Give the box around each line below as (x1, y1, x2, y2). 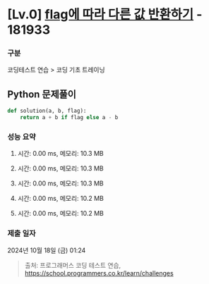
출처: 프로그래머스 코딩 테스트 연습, (24, 261, 121, 269)
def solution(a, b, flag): (7, 107, 87, 115)
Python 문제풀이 (7, 88, 76, 100)
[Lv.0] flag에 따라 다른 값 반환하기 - (7, 6, 203, 23)
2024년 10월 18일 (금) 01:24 (7, 246, 86, 254)
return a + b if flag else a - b (20, 114, 119, 121)
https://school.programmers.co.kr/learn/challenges (24, 268, 174, 277)
